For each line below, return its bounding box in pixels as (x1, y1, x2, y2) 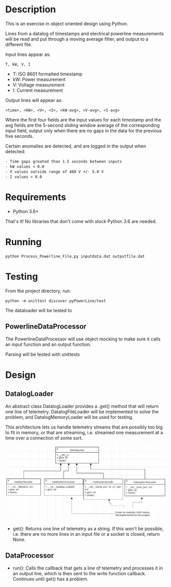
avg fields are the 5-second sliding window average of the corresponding (5, 122, 160, 128)
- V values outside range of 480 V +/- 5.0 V (5, 169, 104, 174)
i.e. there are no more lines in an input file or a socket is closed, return (12, 531, 160, 537)
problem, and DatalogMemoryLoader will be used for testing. (5, 414, 134, 420)
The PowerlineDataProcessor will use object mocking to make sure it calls (5, 336, 161, 342)
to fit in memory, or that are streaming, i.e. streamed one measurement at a (5, 429, 163, 435)
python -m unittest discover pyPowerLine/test (5, 298, 106, 303)
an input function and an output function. (5, 341, 92, 347)
